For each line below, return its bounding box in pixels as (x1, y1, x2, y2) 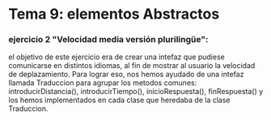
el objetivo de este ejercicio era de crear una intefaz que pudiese (8, 52, 225, 62)
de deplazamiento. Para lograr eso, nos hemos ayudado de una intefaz (8, 70, 244, 79)
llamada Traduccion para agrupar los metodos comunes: (8, 78, 197, 88)
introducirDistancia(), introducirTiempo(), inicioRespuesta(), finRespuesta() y (8, 87, 264, 96)
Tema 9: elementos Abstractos (8, 5, 220, 24)
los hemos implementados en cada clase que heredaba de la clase (8, 95, 231, 105)
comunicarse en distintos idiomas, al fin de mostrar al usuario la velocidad (8, 61, 256, 71)
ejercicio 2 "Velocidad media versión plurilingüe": (8, 34, 209, 45)
